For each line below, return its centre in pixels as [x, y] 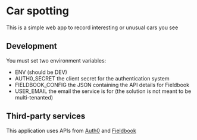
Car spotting [38, 11]
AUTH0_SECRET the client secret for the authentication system [92, 78]
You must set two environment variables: [56, 60]
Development [32, 46]
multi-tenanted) [34, 97]
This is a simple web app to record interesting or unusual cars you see [92, 27]
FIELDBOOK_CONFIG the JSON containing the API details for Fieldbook [102, 85]
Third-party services [46, 116]
